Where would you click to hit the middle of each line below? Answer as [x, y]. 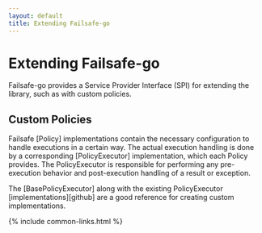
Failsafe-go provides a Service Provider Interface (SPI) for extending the [129, 85]
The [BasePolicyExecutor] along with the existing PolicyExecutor [116, 189]
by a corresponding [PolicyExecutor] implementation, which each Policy [128, 156]
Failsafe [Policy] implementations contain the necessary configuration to [129, 139]
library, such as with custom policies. [70, 94]
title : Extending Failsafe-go [59, 23]
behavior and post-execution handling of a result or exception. [147, 173]
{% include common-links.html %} [66, 222]
